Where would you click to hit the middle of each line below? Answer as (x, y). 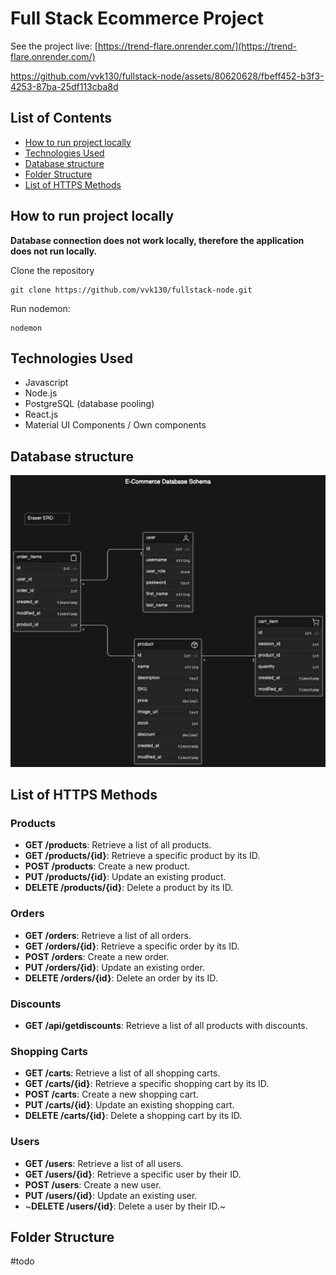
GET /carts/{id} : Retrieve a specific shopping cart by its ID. (147, 1084)
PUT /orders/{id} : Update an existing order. (114, 967)
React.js (41, 414)
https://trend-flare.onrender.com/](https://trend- (197, 46)
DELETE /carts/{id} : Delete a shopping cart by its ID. (133, 1116)
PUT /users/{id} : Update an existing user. (111, 1195)
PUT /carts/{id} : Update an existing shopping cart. (129, 1105)
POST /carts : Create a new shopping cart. (111, 1094)
